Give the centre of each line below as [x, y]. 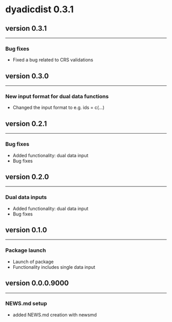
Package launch [26, 250]
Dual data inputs [26, 197]
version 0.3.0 [27, 76]
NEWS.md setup [26, 304]
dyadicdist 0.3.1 [40, 9]
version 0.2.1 [26, 124]
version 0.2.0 [27, 177]
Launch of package [33, 262]
